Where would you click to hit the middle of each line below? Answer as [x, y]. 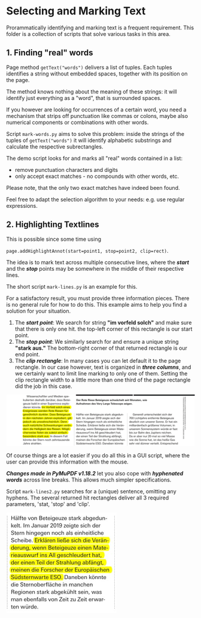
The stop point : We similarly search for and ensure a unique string [97, 341]
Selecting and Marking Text [76, 11]
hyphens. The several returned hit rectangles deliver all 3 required [88, 498]
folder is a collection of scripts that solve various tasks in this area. [88, 34]
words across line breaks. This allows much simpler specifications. [89, 480]
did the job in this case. [44, 386]
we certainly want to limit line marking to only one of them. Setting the [101, 373]
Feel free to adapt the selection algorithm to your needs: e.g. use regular [95, 199]
